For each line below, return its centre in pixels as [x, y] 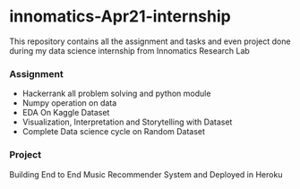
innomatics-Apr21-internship [120, 17]
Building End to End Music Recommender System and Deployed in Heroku [146, 174]
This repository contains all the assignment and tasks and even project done [150, 41]
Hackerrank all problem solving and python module [116, 94]
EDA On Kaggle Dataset [66, 113]
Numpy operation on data [69, 103]
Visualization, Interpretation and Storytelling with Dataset [127, 122]
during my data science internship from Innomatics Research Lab [130, 50]
